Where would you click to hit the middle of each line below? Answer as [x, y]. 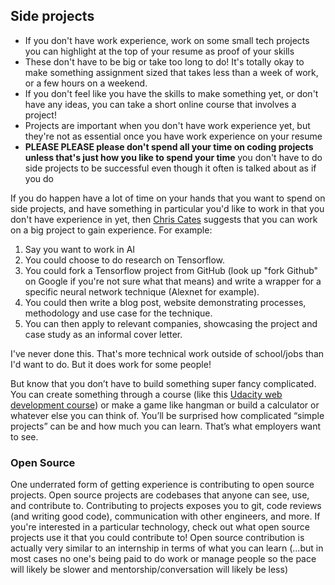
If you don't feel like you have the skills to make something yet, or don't [171, 93]
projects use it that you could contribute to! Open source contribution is [157, 538]
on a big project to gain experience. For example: [111, 230]
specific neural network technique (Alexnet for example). [142, 291]
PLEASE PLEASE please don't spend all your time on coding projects [169, 146]
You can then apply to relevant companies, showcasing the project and [171, 323]
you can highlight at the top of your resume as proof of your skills [159, 51]
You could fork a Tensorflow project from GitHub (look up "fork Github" [171, 270]
